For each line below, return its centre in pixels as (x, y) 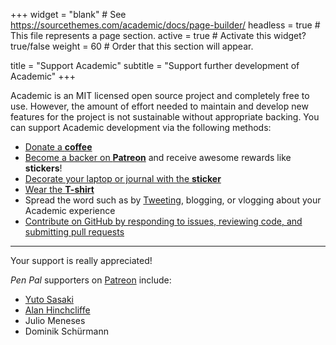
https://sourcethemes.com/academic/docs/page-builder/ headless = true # (165, 25)
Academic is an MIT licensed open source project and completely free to (160, 95)
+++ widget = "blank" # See (68, 14)
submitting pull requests (74, 232)
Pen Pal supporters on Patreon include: (91, 280)
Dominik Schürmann (66, 331)
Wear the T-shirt (59, 189)
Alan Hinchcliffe (57, 310)
